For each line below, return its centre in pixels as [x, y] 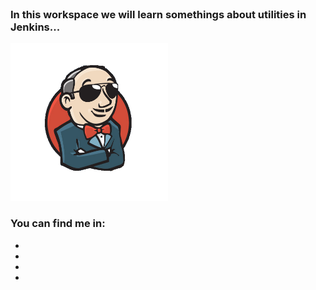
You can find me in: [58, 224]
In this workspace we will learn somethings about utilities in [158, 14]
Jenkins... [35, 27]
